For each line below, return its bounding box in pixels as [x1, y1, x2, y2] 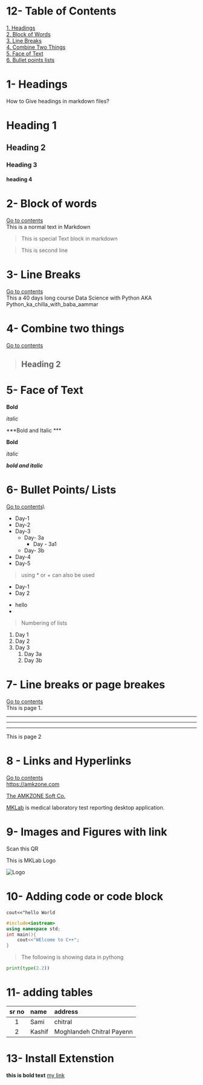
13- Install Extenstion [6, 1052, 115, 1066]
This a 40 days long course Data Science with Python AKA [6, 294, 152, 301]
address [54, 1007, 79, 1016]
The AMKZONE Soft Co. [6, 792, 66, 799]
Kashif [30, 1027, 48, 1035]
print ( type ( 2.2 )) [6, 965, 50, 971]
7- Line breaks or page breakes [6, 678, 166, 692]
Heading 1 [6, 119, 57, 132]
